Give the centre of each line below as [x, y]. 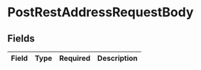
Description [118, 58]
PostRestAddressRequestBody [101, 12]
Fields [21, 39]
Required [75, 58]
